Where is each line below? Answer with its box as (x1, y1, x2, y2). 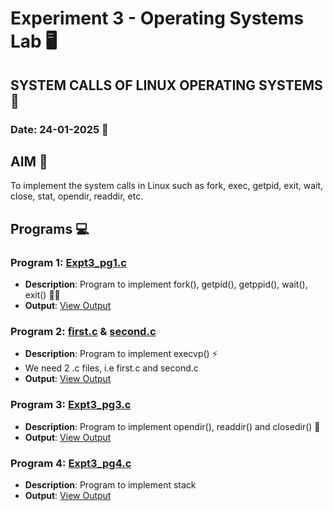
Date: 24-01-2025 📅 (10, 122, 109, 136)
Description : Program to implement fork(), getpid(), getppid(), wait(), (24, 278, 308, 290)
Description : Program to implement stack (24, 478, 197, 491)
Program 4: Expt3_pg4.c (10, 456, 132, 470)
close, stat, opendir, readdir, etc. (10, 190, 144, 202)
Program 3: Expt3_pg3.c (10, 398, 132, 412)
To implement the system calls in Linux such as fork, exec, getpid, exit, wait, (10, 180, 324, 192)
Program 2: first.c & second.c (10, 324, 157, 338)
